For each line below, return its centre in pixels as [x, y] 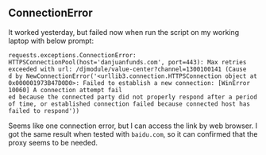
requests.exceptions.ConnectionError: [72, 55]
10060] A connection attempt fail [66, 90]
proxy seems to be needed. [53, 142]
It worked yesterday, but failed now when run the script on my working [124, 32]
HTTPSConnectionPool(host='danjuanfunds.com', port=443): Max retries [127, 62]
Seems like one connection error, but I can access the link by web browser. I [133, 126]
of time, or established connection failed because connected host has [129, 104]
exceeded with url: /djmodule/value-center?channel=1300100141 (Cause [127, 69]
